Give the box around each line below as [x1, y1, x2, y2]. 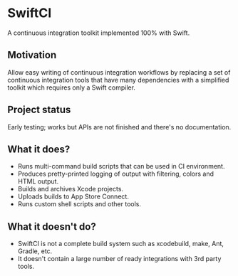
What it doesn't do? [7, 221, 96, 233]
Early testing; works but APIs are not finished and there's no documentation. [7, 122, 232, 131]
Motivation [7, 49, 57, 61]
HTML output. [17, 177, 59, 186]
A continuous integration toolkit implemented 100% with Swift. [7, 28, 190, 37]
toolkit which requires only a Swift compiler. [7, 83, 135, 92]
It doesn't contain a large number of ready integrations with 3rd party [17, 255, 222, 263]
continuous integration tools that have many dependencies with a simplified [7, 75, 229, 84]
